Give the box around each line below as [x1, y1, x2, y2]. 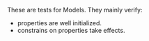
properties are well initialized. [17, 19, 102, 27]
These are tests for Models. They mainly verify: [7, 6, 143, 14]
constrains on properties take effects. [17, 27, 125, 34]
